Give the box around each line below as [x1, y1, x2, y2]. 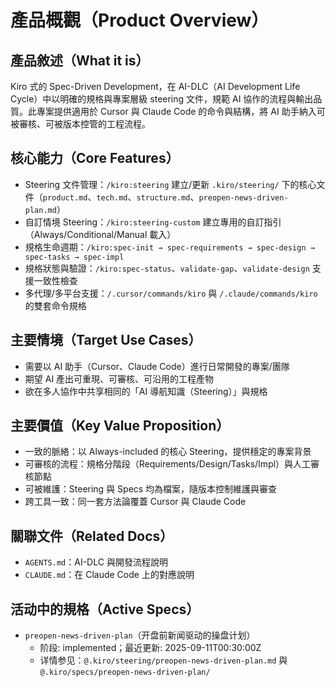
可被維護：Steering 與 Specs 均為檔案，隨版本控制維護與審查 [24, 483, 278, 495]
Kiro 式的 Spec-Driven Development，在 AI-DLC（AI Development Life [10, 81, 301, 92]
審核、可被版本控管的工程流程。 [18, 118, 151, 130]
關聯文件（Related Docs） [10, 527, 174, 545]
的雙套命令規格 [24, 299, 87, 311]
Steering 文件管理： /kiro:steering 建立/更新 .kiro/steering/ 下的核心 [24, 178, 317, 190]
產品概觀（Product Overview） [10, 9, 270, 32]
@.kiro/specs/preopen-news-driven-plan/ [39, 667, 211, 678]
